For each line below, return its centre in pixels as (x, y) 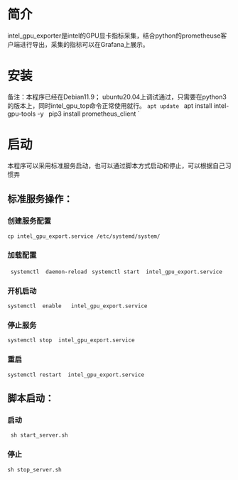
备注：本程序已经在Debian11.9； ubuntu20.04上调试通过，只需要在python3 (117, 97)
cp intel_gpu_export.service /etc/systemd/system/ (84, 236)
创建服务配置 (29, 221)
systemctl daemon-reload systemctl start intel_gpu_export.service (116, 272)
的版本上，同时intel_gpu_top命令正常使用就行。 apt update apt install (110, 105)
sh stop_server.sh (34, 469)
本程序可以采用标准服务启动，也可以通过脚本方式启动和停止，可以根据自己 (116, 165)
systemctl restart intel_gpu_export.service (76, 375)
